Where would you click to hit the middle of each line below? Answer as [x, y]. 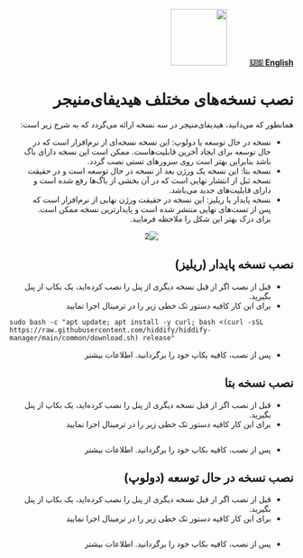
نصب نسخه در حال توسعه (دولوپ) [208, 477]
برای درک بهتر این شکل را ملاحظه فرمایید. [200, 219]
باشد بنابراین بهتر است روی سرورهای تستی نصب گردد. [179, 161]
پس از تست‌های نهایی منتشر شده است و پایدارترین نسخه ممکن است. [154, 209]
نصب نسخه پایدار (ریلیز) [234, 265]
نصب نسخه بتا [259, 383]
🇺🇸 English [271, 62]
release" [159, 338]
